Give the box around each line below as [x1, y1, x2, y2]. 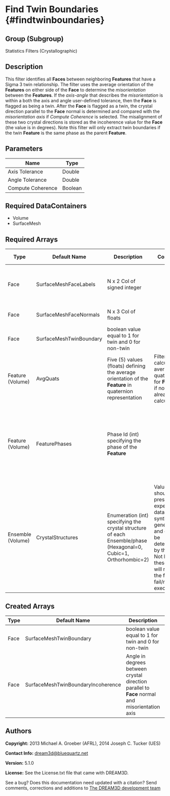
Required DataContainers [5, 202, 87, 211]
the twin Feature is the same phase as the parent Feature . [5, 130, 126, 136]
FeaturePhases [36, 441, 72, 448]
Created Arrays [5, 602, 55, 611]
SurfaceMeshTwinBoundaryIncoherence [25, 681, 121, 688]
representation [107, 394, 143, 401]
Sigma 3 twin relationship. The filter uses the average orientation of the [5, 81, 154, 87]
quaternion [107, 388, 133, 395]
